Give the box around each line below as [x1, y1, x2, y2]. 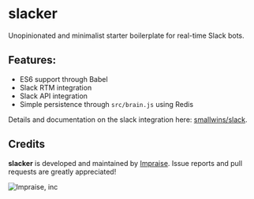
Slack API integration [19, 91, 88, 101]
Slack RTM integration [19, 83, 92, 92]
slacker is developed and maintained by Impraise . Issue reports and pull [8, 158, 243, 168]
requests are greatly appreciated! [8, 167, 117, 176]
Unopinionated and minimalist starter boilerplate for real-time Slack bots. [8, 31, 245, 40]
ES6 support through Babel [19, 74, 108, 83]
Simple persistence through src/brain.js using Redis [19, 99, 194, 109]
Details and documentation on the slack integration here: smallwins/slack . [8, 115, 248, 124]
